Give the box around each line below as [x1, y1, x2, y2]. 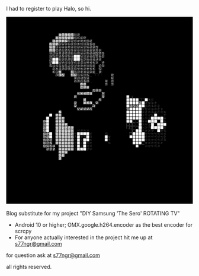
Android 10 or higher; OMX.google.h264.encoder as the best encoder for [14, 221, 193, 228]
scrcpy [14, 228, 32, 234]
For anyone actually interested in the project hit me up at [14, 234, 153, 241]
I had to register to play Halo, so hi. [6, 5, 92, 12]
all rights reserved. [6, 264, 52, 270]
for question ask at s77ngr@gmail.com [6, 252, 101, 259]
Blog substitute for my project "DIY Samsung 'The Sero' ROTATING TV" [6, 210, 180, 217]
